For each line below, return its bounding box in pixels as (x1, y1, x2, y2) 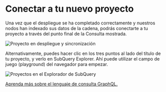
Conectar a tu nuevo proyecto (5, 3, 134, 15)
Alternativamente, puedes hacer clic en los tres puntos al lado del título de (5, 50, 161, 56)
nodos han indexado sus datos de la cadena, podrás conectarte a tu (5, 25, 149, 31)
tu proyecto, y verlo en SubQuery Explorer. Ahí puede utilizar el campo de (5, 55, 160, 62)
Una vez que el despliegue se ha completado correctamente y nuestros (5, 20, 155, 26)
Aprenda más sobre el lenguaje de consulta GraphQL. (5, 81, 118, 87)
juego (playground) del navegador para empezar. (5, 61, 108, 67)
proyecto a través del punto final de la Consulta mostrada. (5, 30, 127, 37)
